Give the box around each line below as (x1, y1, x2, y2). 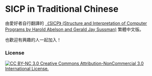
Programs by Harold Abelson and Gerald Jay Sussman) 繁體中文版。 (5, 26, 144, 32)
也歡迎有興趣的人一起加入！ (5, 37, 61, 43)
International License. (5, 66, 49, 72)
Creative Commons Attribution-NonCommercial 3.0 (40, 60, 144, 67)
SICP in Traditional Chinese (5, 3, 119, 15)
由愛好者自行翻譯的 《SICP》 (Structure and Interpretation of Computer (5, 20, 148, 26)
